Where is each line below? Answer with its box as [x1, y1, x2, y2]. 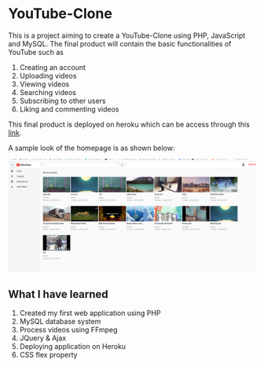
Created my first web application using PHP [19, 308, 161, 318]
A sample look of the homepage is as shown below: [8, 143, 175, 152]
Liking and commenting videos [19, 104, 119, 114]
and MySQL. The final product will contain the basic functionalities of [8, 39, 232, 48]
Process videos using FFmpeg [19, 325, 118, 335]
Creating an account [19, 62, 86, 72]
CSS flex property [19, 350, 78, 360]
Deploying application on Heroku [19, 342, 126, 351]
